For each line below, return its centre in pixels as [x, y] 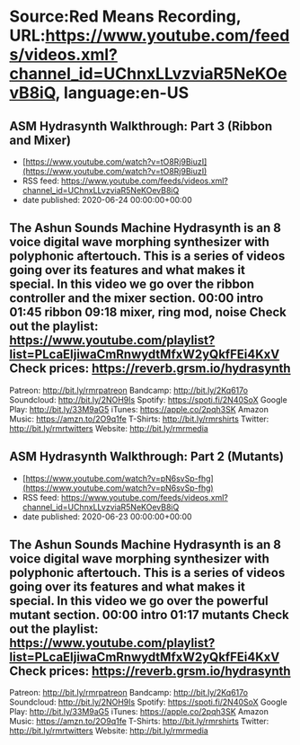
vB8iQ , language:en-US [99, 93]
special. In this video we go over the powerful [139, 601]
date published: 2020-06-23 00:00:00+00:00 [107, 516]
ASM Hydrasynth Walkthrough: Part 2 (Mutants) [147, 457]
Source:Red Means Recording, [125, 17]
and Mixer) [40, 140]
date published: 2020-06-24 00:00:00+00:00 [107, 200]
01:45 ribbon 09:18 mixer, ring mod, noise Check [148, 312]
